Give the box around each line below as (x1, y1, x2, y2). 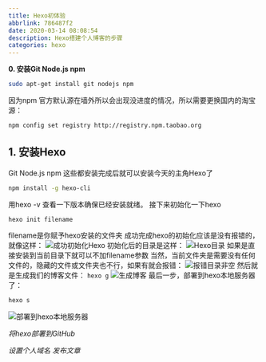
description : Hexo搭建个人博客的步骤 (8, 33, 123, 42)
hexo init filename (8, 215, 73, 223)
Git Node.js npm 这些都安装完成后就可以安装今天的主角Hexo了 (8, 168, 213, 178)
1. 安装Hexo (8, 145, 66, 159)
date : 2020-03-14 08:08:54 (8, 26, 98, 34)
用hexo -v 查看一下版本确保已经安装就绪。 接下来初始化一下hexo (8, 199, 221, 209)
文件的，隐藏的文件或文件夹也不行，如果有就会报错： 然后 (8, 261, 252, 270)
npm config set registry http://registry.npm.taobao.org (8, 121, 202, 129)
